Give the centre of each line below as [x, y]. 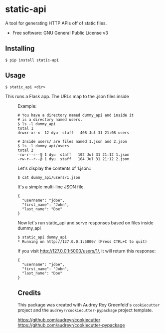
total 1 [26, 128]
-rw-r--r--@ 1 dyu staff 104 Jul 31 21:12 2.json [74, 159]
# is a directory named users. [50, 119]
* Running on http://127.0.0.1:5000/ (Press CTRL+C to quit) [82, 241]
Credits [29, 293]
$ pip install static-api [32, 60]
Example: [27, 106]
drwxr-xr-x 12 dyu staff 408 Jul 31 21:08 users [74, 133]
